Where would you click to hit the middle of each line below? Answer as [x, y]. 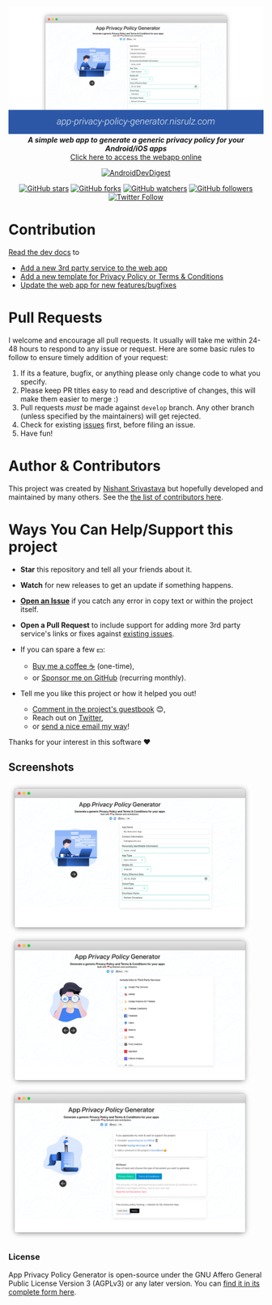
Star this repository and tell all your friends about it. [106, 569]
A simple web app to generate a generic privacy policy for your [136, 140]
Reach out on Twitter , [68, 717]
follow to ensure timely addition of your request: [88, 357]
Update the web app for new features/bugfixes [98, 285]
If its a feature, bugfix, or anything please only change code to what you [140, 373]
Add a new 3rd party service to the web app [93, 268]
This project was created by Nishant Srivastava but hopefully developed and [136, 488]
